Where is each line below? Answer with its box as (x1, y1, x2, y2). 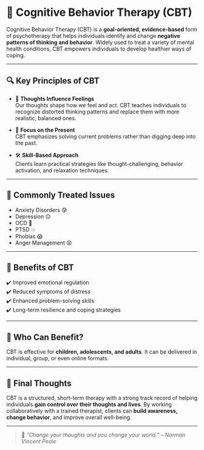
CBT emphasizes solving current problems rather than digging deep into (15, 132, 196, 140)
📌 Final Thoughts (6, 378, 72, 388)
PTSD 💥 (15, 226, 36, 233)
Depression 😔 (15, 213, 52, 220)
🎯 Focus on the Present (15, 126, 75, 134)
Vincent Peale (21, 438, 56, 445)
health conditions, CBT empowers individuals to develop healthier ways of (6, 45, 192, 52)
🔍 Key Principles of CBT (6, 76, 100, 86)
